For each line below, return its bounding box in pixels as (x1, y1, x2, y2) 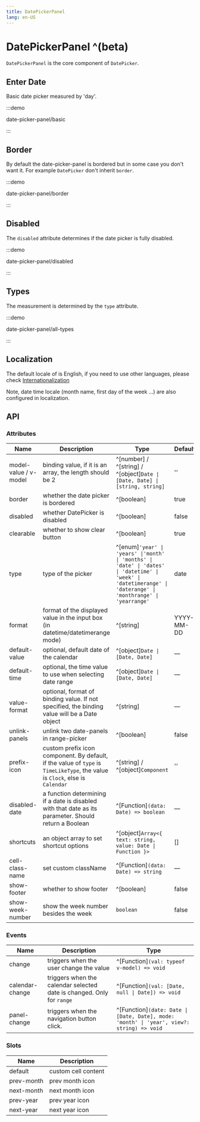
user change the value (47, 964, 110, 972)
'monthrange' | (115, 592, 159, 599)
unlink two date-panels (42, 727, 108, 735)
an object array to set (42, 834, 102, 842)
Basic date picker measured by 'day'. (6, 93, 97, 100)
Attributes (6, 429, 36, 438)
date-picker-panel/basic (6, 116, 65, 123)
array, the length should (42, 469, 110, 477)
